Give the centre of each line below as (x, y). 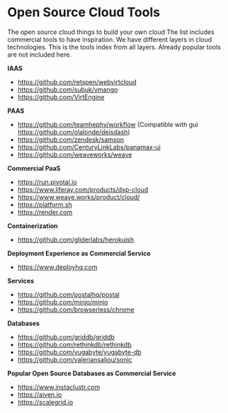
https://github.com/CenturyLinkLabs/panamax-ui (89, 147)
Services (21, 281)
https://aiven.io (40, 395)
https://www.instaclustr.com (59, 387)
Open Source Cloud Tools (84, 12)
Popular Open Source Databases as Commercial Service (92, 373)
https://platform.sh (45, 204)
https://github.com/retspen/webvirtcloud (77, 81)
